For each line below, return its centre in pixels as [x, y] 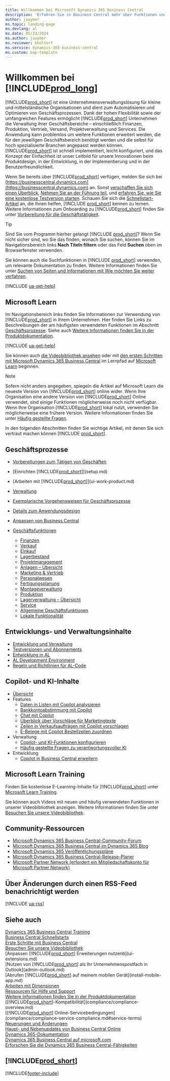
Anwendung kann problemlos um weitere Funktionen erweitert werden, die [83, 134]
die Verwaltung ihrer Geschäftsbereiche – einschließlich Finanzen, [74, 124]
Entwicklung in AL [31, 654]
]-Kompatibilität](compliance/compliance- [95, 1002]
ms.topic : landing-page [30, 24]
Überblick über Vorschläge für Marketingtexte [68, 720]
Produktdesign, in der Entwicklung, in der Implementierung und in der [78, 162]
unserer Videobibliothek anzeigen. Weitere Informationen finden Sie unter [82, 807]
